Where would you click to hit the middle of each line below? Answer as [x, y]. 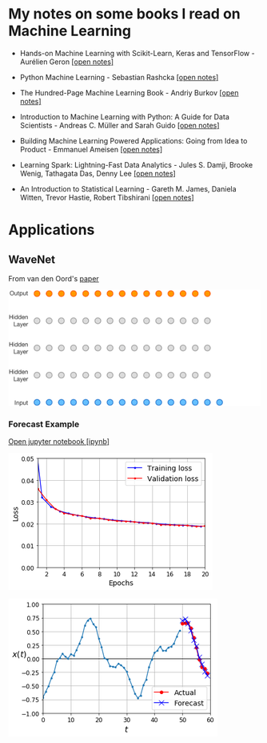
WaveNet [32, 259]
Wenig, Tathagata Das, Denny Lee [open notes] [98, 173]
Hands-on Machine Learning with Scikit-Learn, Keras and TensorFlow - [137, 53]
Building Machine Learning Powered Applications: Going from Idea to [133, 140]
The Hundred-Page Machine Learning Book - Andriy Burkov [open [129, 92]
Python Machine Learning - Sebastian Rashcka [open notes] [119, 77]
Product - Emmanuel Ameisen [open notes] [91, 149]
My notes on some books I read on [125, 14]
